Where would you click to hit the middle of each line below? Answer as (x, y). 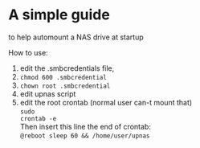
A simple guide (59, 15)
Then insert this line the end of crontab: (85, 126)
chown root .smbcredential (65, 86)
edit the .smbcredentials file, (67, 68)
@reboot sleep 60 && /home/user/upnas (85, 136)
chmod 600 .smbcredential (63, 77)
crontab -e (38, 118)
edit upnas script (48, 93)
